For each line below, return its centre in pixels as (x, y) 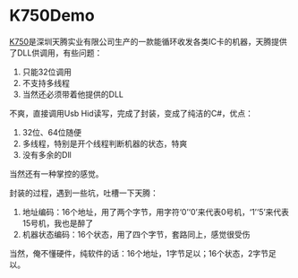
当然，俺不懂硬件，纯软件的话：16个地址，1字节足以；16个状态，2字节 (139, 253)
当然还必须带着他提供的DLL (72, 94)
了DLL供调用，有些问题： (56, 52)
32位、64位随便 (52, 132)
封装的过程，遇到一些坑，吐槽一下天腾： (84, 193)
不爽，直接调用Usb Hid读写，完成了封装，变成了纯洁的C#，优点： (131, 113)
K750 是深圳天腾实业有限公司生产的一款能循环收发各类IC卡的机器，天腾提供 (149, 41)
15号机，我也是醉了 (58, 223)
